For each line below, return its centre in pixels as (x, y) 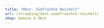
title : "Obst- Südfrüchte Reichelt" (42, 9)
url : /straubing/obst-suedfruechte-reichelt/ (52, 14)
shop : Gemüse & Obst (26, 18)
